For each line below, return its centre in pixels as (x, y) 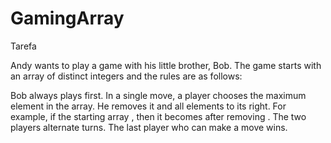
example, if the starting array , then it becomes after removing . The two (158, 116)
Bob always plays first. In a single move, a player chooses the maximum (158, 95)
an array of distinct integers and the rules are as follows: (126, 76)
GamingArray (67, 18)
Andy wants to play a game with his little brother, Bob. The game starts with (166, 65)
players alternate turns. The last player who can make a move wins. (149, 127)
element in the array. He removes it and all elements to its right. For (148, 106)
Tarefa (23, 46)
